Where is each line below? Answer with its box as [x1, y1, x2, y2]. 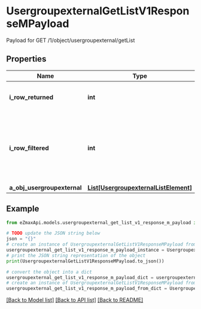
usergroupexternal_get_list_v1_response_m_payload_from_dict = [6, 286, 167, 292]
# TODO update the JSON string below [6, 230, 100, 237]
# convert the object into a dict [6, 269, 93, 275]
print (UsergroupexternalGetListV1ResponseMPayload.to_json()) [6, 258, 165, 264]
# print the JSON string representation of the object [6, 252, 146, 258]
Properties [6, 54, 47, 64]
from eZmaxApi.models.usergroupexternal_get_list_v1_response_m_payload [6, 219, 191, 225]
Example [6, 204, 39, 214]
